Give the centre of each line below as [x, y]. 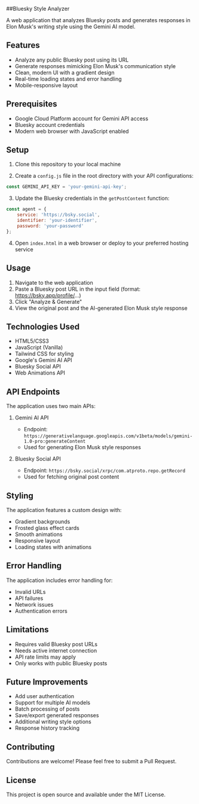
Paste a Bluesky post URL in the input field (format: [78, 289]
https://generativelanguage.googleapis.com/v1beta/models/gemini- [108, 436]
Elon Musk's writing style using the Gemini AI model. [71, 27]
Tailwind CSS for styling [44, 354]
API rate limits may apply [45, 657]
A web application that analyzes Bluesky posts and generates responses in [98, 20]
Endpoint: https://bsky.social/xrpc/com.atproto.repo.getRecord [105, 470]
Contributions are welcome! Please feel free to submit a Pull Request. [91, 762]
